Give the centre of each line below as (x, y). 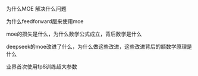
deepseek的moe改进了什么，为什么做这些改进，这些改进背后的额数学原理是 (99, 47)
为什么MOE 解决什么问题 (36, 9)
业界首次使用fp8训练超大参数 (42, 66)
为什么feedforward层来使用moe (45, 21)
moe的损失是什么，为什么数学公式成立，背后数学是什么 (74, 34)
